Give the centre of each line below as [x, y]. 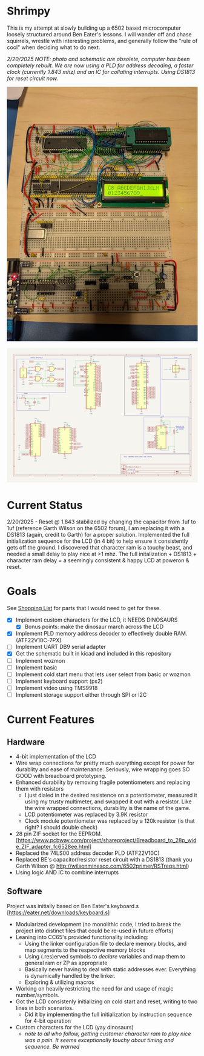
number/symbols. [38, 995]
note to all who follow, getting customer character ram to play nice [108, 1034]
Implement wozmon [40, 660]
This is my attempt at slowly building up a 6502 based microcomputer [94, 28]
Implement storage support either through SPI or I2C [81, 694]
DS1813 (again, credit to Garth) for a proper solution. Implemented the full [98, 535]
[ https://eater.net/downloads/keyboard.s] [58, 912]
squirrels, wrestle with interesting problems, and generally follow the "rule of [102, 41]
